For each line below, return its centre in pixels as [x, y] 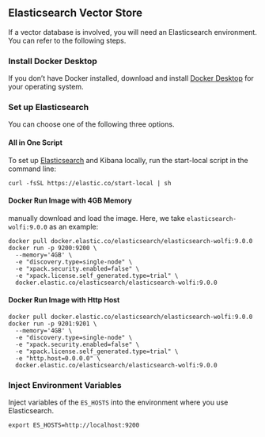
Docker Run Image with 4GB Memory [70, 200]
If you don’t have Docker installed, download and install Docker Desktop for [131, 78]
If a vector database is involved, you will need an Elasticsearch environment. [132, 32]
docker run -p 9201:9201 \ [53, 324]
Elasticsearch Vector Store [76, 13]
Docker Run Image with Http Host [64, 300]
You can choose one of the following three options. [91, 124]
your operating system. [46, 87]
